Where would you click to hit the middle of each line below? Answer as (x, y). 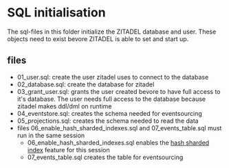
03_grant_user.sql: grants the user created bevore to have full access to (119, 91)
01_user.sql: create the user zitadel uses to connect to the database (113, 77)
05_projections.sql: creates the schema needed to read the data (108, 121)
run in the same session (51, 135)
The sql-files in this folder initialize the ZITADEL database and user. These (112, 32)
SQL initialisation (56, 13)
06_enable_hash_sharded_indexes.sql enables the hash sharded (118, 143)
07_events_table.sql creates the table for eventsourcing (105, 157)
